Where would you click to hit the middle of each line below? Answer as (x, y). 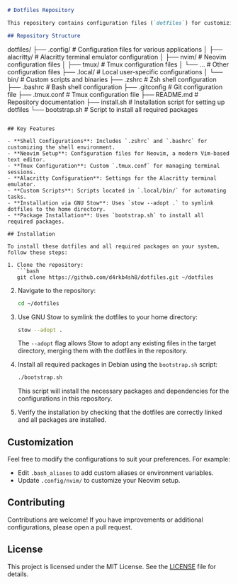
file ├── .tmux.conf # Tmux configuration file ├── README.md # (103, 94)
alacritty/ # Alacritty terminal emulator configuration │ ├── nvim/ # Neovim (117, 57)
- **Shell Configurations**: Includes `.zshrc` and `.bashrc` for (107, 141)
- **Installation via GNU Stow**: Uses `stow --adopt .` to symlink (110, 203)
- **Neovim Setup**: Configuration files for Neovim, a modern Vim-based (119, 153)
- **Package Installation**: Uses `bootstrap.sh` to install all (106, 215)
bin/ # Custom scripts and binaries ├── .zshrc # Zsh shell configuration (112, 79)
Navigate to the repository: (57, 290)
